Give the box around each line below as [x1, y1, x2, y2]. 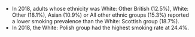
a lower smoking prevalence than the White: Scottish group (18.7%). [11, 18, 179, 24]
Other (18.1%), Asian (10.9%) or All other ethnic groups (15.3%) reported [11, 11, 190, 18]
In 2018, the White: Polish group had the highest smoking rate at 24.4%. [11, 24, 190, 31]
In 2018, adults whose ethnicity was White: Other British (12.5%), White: [11, 5, 189, 12]
